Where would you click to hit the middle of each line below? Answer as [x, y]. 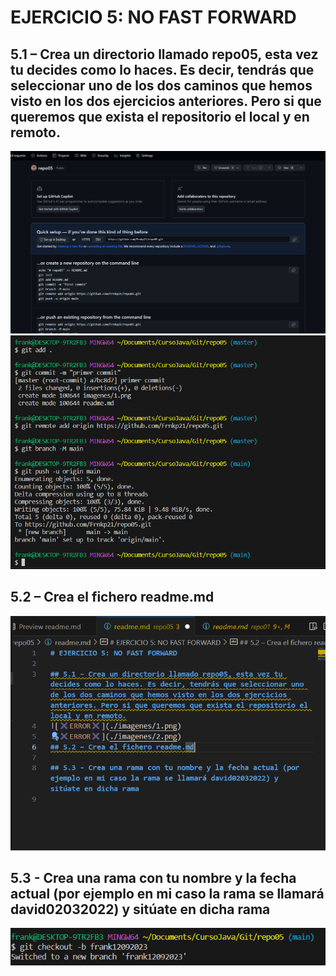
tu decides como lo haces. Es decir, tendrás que [162, 69]
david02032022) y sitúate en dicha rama [140, 909]
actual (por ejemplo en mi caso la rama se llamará [167, 893]
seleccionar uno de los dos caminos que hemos [161, 85]
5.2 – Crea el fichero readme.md [112, 597]
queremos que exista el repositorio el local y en [160, 116]
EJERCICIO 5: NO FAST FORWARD [153, 17]
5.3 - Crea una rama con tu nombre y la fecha [153, 877]
